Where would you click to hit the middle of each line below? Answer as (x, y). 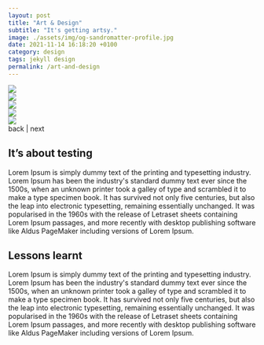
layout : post (29, 15)
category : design (37, 52)
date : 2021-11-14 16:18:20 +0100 (63, 45)
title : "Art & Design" (45, 23)
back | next (26, 128)
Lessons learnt (45, 256)
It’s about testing (50, 153)
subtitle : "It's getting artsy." (63, 30)
